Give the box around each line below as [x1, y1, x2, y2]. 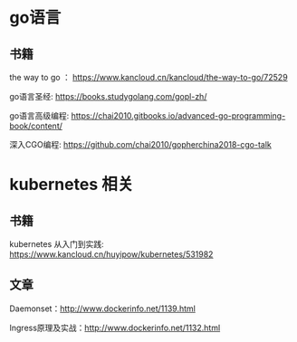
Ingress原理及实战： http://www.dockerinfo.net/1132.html [9, 322, 221, 333]
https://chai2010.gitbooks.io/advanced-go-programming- [71, 110, 286, 121]
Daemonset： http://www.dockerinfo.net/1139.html [9, 303, 196, 314]
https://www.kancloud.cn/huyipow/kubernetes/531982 [9, 249, 214, 260]
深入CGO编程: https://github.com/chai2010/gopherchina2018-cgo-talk [9, 139, 272, 149]
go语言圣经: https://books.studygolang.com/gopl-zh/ [9, 91, 207, 101]
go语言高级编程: [9, 110, 70, 121]
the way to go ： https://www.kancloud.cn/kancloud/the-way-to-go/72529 [9, 72, 288, 82]
